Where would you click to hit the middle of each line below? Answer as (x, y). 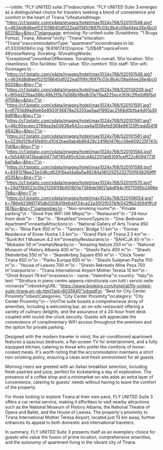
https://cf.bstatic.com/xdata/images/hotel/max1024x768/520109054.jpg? (80, 198)
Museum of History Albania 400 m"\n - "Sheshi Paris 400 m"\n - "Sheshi (78, 250)
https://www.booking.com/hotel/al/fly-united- (106, 286)
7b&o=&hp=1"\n (21, 193)
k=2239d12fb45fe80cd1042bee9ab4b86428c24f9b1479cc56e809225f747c (81, 141)
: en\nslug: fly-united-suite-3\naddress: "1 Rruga (109, 33)
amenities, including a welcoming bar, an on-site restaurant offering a (74, 306)
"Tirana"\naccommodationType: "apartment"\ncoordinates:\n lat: (70, 43)
